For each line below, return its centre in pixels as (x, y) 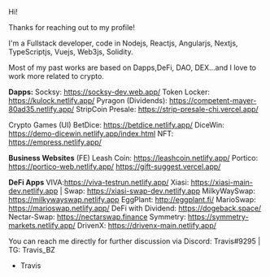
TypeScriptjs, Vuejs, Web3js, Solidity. (71, 52)
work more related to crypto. (56, 76)
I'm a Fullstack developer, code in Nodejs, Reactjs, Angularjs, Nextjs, (123, 43)
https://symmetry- (218, 217)
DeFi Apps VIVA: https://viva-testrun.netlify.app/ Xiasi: (99, 182)
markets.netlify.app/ (42, 225)
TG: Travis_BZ (32, 250)
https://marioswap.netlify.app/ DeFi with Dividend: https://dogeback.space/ (135, 208)
